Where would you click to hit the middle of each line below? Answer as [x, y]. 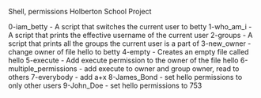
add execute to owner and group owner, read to [162, 69]
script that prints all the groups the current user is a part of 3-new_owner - [130, 43]
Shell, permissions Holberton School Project [80, 11]
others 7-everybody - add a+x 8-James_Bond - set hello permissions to [125, 77]
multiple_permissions [43, 69]
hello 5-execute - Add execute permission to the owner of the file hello [123, 60]
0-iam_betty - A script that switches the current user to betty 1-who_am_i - [130, 26]
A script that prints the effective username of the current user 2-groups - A [130, 35]
